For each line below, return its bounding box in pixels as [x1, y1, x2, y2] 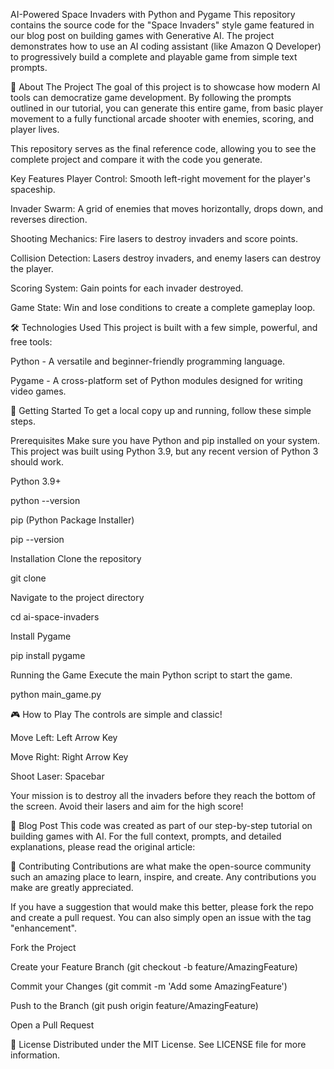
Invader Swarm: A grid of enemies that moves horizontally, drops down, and [10, 203, 324, 214]
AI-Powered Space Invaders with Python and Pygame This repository [10, 9, 296, 20]
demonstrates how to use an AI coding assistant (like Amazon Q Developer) [10, 40, 322, 52]
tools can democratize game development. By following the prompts [10, 92, 292, 103]
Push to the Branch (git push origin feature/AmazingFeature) [10, 1000, 259, 1011]
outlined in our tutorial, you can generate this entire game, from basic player [10, 102, 324, 114]
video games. [10, 385, 67, 397]
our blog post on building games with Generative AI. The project [10, 30, 275, 41]
